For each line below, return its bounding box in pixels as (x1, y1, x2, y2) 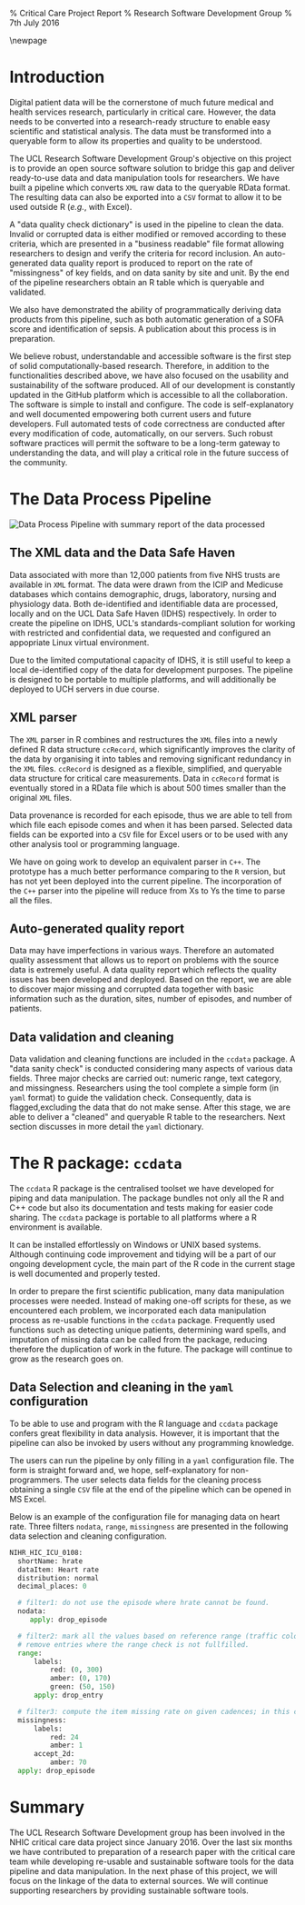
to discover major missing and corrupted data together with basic (9, 983, 254, 994)
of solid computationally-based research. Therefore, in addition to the (9, 360, 270, 371)
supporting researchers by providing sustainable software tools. (9, 1885, 250, 1896)
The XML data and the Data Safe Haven (9, 545, 236, 561)
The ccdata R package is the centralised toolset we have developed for (9, 1183, 275, 1194)
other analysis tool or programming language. (9, 838, 180, 849)
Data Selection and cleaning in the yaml (9, 1380, 234, 1395)
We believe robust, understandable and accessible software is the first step (9, 350, 292, 362)
